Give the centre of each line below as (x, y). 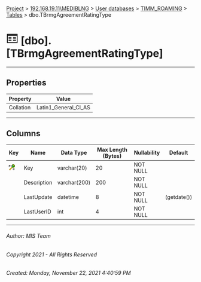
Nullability (147, 153)
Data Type (74, 153)
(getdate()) (179, 197)
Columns (23, 134)
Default (179, 153)
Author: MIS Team (28, 236)
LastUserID (38, 211)
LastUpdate (38, 197)
